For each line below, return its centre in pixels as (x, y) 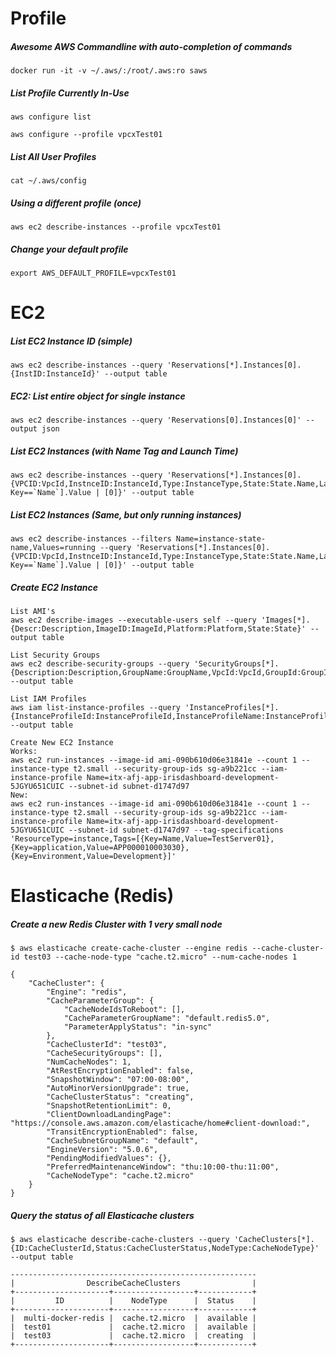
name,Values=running (53, 548)
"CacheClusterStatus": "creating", (120, 1097)
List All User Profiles (53, 156)
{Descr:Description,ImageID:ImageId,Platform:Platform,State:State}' (158, 629)
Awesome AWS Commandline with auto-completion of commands (151, 46)
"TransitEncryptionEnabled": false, (122, 1132)
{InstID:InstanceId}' (55, 374)
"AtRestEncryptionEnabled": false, (120, 1071)
